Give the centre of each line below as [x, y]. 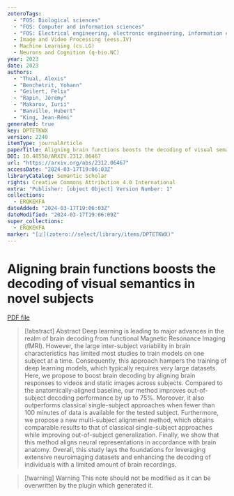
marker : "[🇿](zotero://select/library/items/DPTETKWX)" [91, 234]
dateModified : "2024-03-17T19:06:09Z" [63, 215]
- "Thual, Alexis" [40, 78]
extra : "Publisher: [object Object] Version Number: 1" [90, 189]
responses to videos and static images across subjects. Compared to [123, 383]
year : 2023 [23, 59]
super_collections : [36, 221]
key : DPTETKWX [28, 130]
